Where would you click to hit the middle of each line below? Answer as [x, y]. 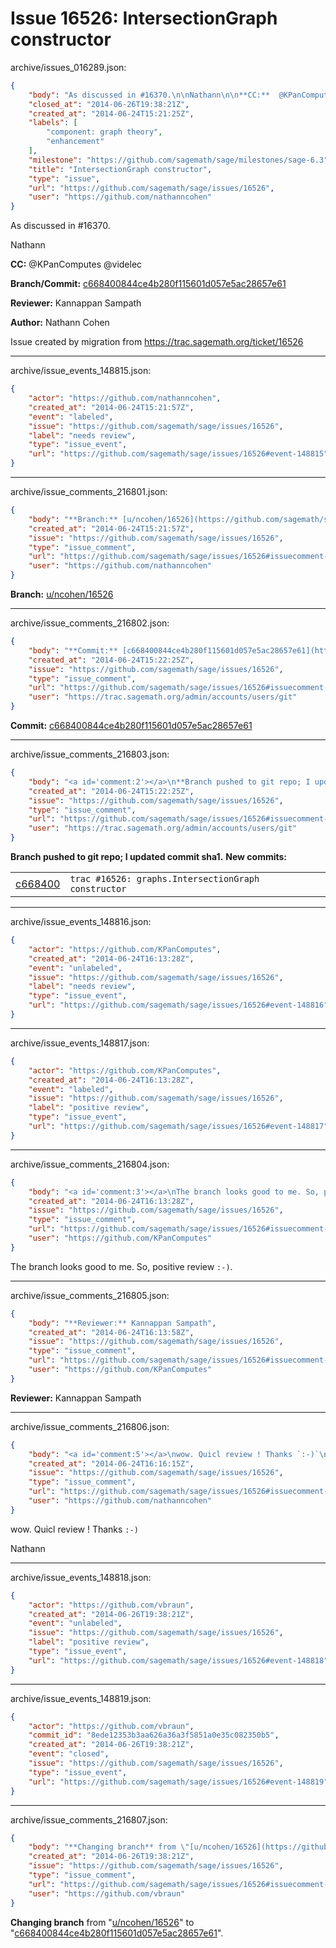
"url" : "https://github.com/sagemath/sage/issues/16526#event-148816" [178, 1005]
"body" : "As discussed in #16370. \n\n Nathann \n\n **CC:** [149, 95]
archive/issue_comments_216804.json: [90, 1164]
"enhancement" [75, 142]
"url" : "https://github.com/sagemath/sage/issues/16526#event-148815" [178, 454]
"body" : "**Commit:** [73, 650]
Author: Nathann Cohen [60, 323]
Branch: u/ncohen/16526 [62, 594]
